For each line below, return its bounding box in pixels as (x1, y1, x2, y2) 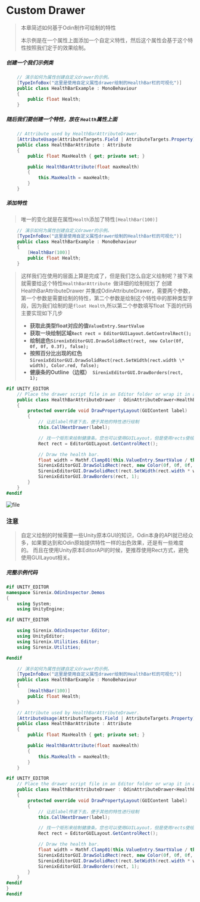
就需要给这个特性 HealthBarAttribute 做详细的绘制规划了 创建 (20, 279, 173, 286)
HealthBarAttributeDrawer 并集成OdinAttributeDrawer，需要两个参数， (20, 287, 193, 294)
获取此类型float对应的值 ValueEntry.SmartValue (29, 322, 145, 329)
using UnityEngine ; (17, 606, 65, 612)
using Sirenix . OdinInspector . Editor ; (17, 628, 111, 634)
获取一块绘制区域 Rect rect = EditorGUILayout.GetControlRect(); (29, 329, 192, 336)
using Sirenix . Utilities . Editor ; (17, 638, 100, 645)
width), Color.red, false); (29, 363, 99, 369)
